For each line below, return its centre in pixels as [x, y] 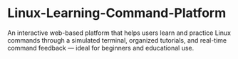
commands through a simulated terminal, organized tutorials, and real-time [117, 40]
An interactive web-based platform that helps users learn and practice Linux [119, 33]
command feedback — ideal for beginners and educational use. [101, 48]
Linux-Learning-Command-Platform [117, 13]
